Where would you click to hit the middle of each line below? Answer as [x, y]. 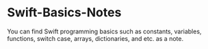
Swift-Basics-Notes [64, 13]
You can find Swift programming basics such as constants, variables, [104, 31]
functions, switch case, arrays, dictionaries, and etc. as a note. [95, 38]
